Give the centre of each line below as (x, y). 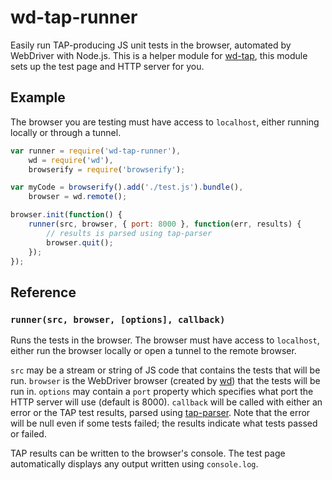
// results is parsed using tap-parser (129, 233)
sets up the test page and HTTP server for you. (107, 66)
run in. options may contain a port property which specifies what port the (162, 392)
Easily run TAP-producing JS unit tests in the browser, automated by (151, 45)
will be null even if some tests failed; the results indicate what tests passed (164, 423)
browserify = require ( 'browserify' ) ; (107, 169)
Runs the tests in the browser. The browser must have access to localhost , (165, 340)
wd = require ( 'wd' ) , (71, 160)
